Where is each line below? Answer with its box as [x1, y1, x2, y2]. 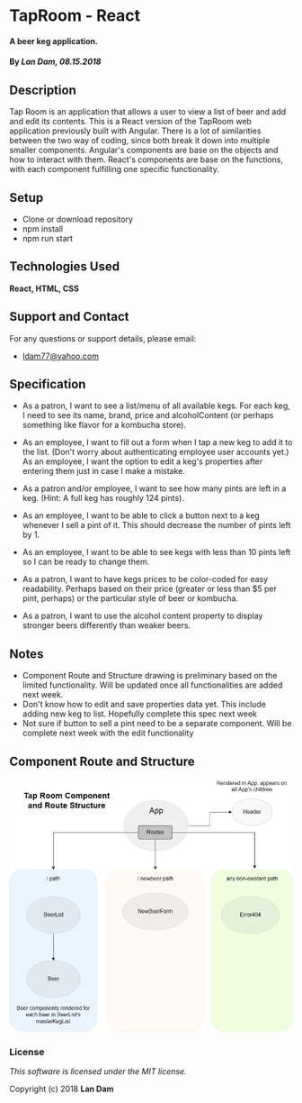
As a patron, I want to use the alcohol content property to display [22, 610, 263, 622]
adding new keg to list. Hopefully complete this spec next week [22, 708, 258, 719]
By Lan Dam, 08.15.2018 [9, 56, 102, 68]
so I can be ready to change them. [22, 556, 150, 568]
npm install [22, 223, 64, 234]
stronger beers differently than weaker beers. [22, 620, 191, 631]
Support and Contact [9, 309, 129, 324]
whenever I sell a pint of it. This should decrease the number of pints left [22, 520, 291, 531]
